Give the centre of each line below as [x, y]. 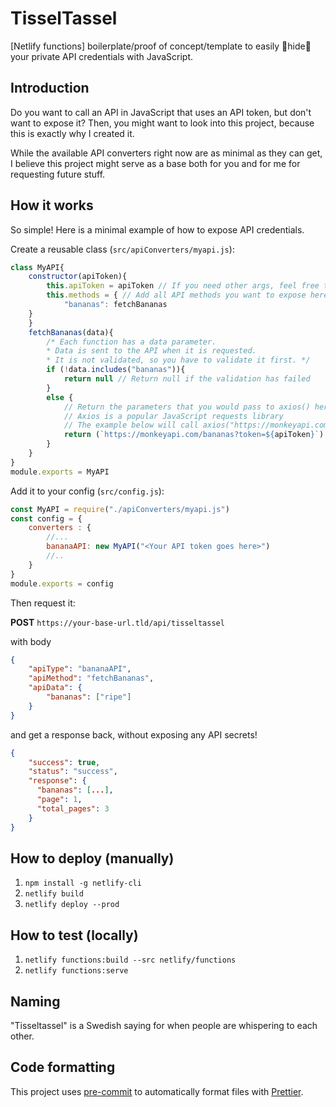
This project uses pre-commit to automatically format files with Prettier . [157, 1091]
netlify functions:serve [76, 971]
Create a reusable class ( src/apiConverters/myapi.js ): [122, 249]
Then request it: [43, 603]
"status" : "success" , [73, 772]
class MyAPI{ [37, 267]
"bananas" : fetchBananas [115, 305]
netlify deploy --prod [72, 905]
